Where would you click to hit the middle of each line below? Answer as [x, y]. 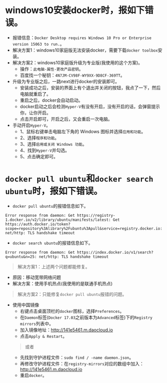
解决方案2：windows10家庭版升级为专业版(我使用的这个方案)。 [77, 63]
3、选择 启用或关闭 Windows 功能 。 [53, 144]
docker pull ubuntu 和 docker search [79, 179]
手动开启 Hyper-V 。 [31, 125]
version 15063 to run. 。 [38, 44]
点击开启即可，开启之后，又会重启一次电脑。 [66, 119]
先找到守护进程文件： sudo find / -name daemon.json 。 [77, 357]
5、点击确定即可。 [39, 156]
